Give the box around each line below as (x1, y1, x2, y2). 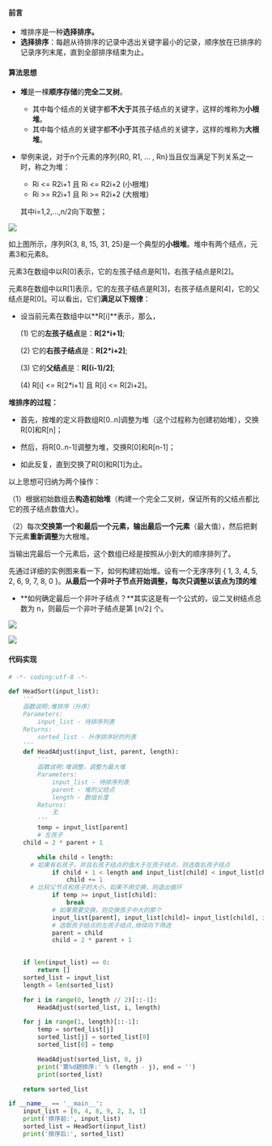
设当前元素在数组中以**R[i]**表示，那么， (19, 311, 160, 321)
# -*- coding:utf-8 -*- (8, 672, 89, 681)
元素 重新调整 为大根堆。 (15, 532, 94, 542)
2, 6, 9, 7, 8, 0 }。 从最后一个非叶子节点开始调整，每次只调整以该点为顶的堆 (8, 577, 257, 586)
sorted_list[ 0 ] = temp (37, 1040, 114, 1049)
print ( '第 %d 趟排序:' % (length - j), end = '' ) (37, 1062, 196, 1071)
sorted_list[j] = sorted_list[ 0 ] (37, 1033, 151, 1041)
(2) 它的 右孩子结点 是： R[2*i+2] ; (19, 346, 128, 356)
